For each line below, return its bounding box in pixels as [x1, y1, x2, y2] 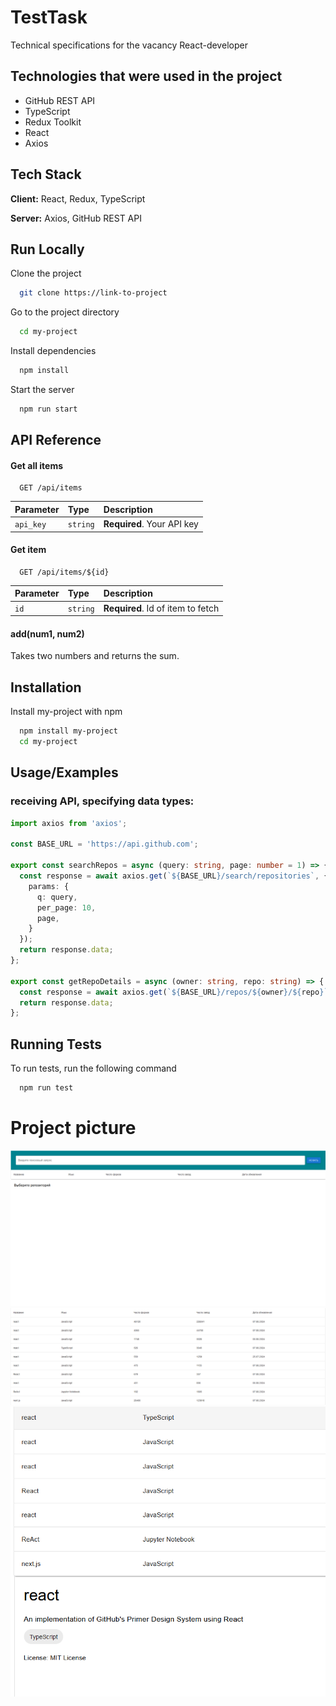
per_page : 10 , [36, 902, 97, 913]
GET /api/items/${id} [19, 567, 110, 577]
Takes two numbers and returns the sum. [10, 650, 180, 662]
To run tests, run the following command [10, 1062, 177, 1075]
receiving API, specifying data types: [10, 794, 195, 808]
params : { [28, 881, 70, 891]
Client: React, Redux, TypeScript [10, 192, 146, 205]
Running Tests [10, 1036, 102, 1053]
